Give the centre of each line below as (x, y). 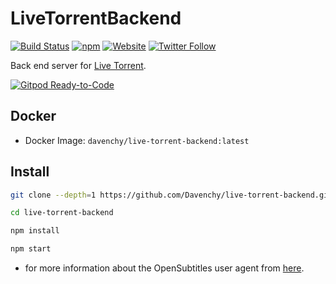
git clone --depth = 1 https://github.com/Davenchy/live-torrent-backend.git (171, 195)
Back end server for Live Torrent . (78, 65)
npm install (35, 231)
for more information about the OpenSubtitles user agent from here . (164, 268)
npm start (31, 249)
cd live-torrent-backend (62, 213)
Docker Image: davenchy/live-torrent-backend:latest (137, 140)
